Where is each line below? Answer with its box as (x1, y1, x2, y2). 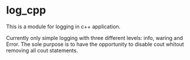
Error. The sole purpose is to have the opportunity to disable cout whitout (6, 41, 184, 48)
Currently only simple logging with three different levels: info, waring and (6, 34, 184, 41)
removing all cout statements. (6, 46, 78, 54)
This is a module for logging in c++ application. (6, 23, 121, 30)
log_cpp (6, 4, 46, 17)
